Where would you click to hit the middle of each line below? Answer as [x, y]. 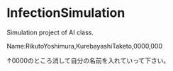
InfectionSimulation [66, 13]
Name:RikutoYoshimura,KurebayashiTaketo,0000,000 [85, 46]
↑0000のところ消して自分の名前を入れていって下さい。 [88, 60]
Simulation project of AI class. [50, 32]
